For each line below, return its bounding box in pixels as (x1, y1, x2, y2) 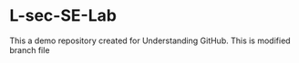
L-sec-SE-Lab (9, 5, 117, 26)
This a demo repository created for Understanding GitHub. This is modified (9, 35, 291, 46)
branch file (9, 44, 50, 55)
